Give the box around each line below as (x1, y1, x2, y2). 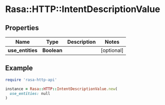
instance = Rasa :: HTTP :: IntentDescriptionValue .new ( (5, 86, 118, 91)
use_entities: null (10, 91, 51, 96)
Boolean (42, 47, 63, 54)
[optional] (100, 47, 124, 54)
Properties (5, 24, 39, 32)
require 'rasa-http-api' (5, 77, 57, 82)
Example (5, 64, 33, 72)
